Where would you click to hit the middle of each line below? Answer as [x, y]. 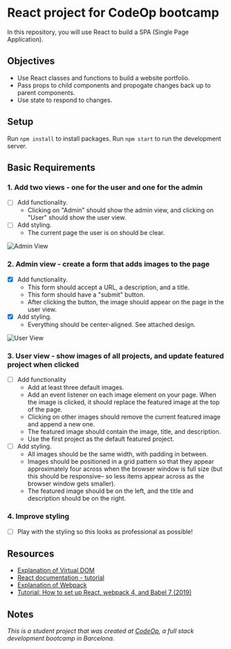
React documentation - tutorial [61, 578]
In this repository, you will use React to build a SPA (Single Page [98, 32]
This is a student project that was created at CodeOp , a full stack [101, 631]
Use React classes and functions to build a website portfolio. [103, 78]
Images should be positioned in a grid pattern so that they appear [121, 462]
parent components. [46, 92]
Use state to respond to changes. [65, 100]
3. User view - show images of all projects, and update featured [116, 356]
